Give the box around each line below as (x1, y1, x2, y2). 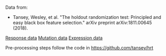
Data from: (5, 5, 28, 10)
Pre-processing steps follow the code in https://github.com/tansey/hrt (5, 45, 154, 50)
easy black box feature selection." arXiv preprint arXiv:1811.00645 (12, 20, 152, 25)
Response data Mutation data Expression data (5, 35, 103, 41)
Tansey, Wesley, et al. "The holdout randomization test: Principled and (12, 14, 161, 20)
